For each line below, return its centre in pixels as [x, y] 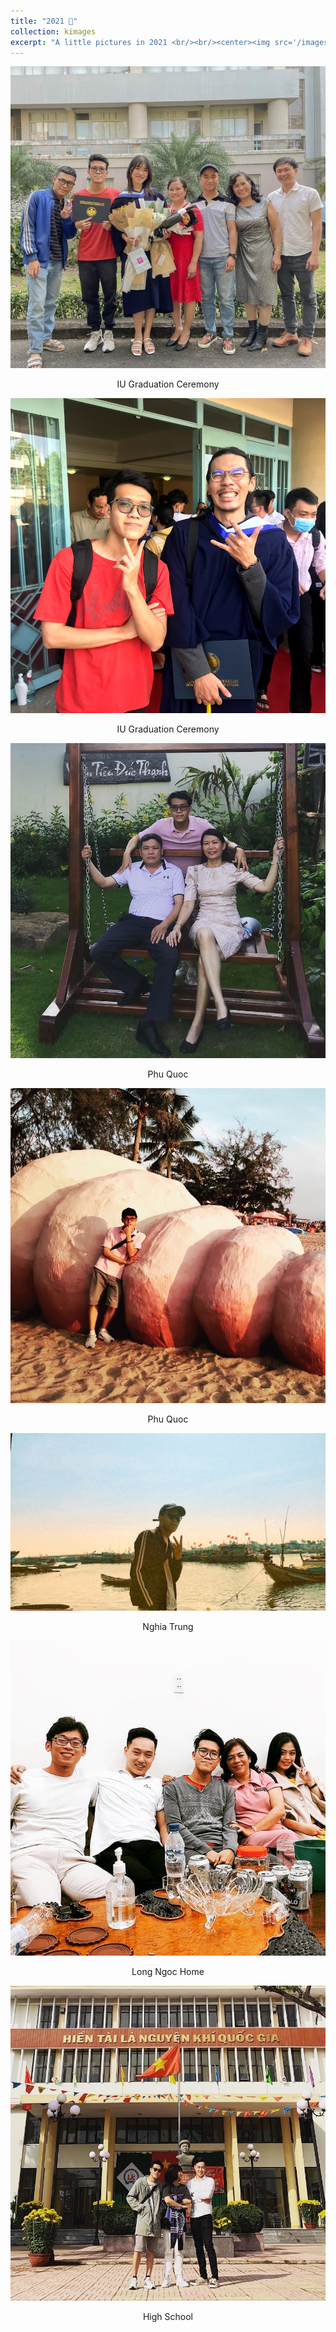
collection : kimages [53, 31]
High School [168, 2316]
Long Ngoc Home [168, 1971]
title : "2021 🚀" [44, 21]
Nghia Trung [168, 1626]
